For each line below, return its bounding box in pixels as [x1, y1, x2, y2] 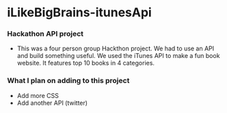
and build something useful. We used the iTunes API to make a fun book [16, 52, 220, 60]
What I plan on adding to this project [7, 76, 130, 86]
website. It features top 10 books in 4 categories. [16, 59, 155, 67]
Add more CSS [16, 91, 59, 99]
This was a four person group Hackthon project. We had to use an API [16, 44, 215, 52]
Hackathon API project [7, 29, 84, 39]
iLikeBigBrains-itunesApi [7, 5, 152, 20]
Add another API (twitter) [16, 99, 88, 107]
